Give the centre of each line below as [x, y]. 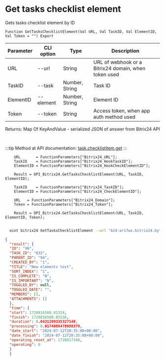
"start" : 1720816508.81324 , [38, 313]
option [48, 54]
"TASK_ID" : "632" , [28, 253]
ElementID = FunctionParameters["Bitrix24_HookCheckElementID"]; [82, 166]
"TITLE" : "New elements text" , [41, 267]
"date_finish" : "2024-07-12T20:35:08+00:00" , [57, 335]
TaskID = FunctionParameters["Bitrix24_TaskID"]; [69, 187]
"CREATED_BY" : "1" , [29, 262]
